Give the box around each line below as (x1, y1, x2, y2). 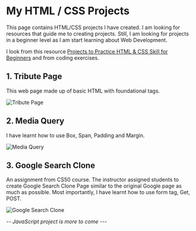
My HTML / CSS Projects (6, 4, 130, 18)
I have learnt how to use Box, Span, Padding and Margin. (6, 132, 145, 139)
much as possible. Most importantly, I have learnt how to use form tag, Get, (6, 189, 190, 196)
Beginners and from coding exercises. (6, 54, 99, 61)
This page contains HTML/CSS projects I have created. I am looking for (6, 24, 180, 31)
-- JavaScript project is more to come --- (6, 218, 108, 225)
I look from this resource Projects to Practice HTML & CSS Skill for (6, 48, 168, 55)
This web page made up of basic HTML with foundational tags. (6, 87, 160, 94)
